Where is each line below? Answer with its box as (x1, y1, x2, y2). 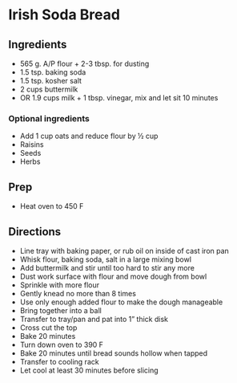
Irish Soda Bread (8, 6, 120, 24)
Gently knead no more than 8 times (19, 288, 136, 298)
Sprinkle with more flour (19, 279, 100, 290)
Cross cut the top (19, 323, 78, 332)
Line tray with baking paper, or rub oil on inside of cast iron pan (19, 246, 230, 255)
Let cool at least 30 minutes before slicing (19, 365, 159, 375)
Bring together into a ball (19, 305, 102, 315)
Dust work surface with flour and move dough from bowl (19, 271, 207, 281)
